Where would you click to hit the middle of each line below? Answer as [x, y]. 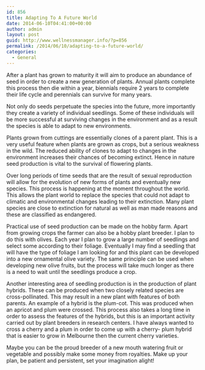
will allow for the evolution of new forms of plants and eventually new [94, 182]
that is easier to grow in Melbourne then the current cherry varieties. [93, 335]
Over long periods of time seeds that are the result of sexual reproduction [99, 176]
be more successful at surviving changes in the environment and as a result [102, 119]
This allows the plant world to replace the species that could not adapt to [98, 195]
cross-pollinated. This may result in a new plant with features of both [93, 297]
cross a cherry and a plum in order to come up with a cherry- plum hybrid [99, 329]
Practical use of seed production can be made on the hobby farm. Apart [97, 226]
